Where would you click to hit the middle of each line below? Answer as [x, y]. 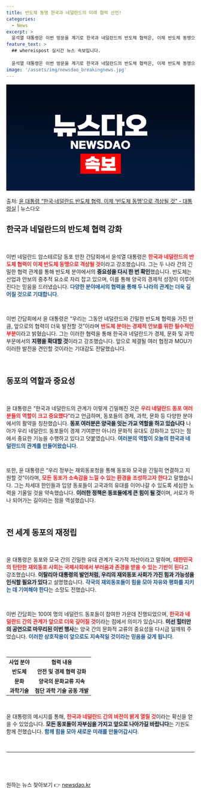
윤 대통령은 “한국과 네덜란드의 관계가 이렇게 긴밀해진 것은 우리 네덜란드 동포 [94, 408]
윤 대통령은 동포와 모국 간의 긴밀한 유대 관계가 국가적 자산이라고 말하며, [89, 560]
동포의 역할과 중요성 [41, 381]
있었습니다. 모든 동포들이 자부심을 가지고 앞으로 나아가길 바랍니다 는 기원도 [104, 724]
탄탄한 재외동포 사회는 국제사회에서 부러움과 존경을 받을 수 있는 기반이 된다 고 [100, 567]
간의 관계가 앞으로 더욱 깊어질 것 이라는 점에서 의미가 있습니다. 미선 [98, 622]
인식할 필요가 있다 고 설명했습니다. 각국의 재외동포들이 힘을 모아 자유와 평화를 [95, 582]
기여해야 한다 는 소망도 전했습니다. [57, 590]
